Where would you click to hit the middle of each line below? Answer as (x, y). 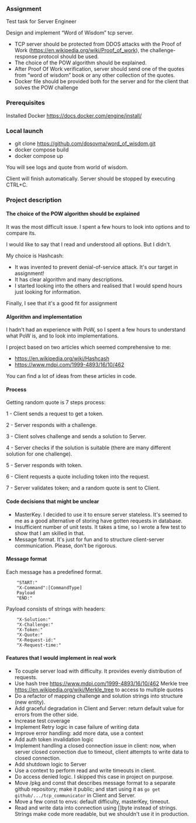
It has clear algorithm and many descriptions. (69, 280)
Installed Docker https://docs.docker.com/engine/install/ (74, 115)
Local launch (25, 130)
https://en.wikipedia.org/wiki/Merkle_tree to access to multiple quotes (99, 690)
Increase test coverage (42, 721)
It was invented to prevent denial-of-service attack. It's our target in (96, 267)
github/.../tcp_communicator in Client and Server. (75, 796)
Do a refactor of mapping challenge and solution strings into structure (99, 696)
